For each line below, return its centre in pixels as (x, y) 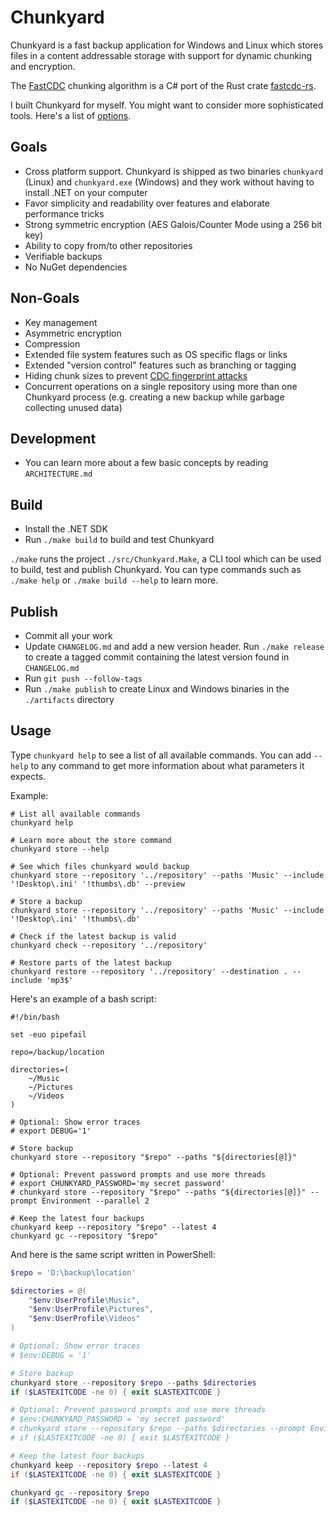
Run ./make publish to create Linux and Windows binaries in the (157, 689)
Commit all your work (68, 635)
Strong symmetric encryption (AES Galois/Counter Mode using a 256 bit (173, 224)
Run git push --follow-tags (83, 678)
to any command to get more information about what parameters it (167, 765)
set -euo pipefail (48, 1034)
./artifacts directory (69, 699)
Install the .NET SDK (66, 529)
